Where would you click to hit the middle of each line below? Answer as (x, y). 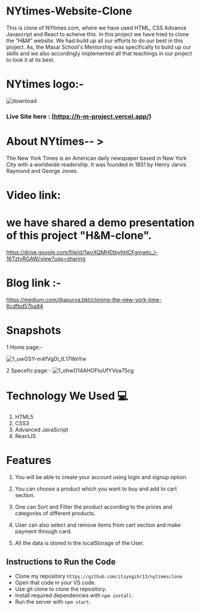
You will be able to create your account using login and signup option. (101, 477)
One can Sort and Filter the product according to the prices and (93, 507)
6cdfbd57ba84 (25, 306)
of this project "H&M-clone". (79, 236)
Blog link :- (34, 283)
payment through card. (43, 531)
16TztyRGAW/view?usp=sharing (46, 258)
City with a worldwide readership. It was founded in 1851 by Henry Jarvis (96, 164)
